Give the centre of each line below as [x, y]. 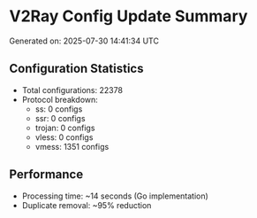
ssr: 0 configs [60, 118]
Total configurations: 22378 [72, 90]
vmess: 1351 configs [72, 146]
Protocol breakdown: [60, 99]
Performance [46, 175]
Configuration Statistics [76, 69]
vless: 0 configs [64, 137]
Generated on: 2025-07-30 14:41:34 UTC [84, 41]
